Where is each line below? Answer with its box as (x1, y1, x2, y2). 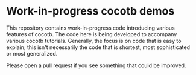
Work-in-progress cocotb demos (6, 4, 175, 18)
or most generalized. (6, 50, 58, 57)
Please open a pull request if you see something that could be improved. (6, 62, 186, 69)
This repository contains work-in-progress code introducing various (6, 24, 175, 31)
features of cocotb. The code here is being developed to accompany (6, 30, 177, 37)
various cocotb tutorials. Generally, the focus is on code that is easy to (6, 37, 182, 44)
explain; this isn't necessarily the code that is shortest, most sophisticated (6, 44, 190, 51)
